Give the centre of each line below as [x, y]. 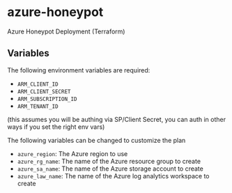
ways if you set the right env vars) [56, 127]
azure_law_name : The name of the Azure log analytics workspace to [113, 176]
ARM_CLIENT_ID [38, 84]
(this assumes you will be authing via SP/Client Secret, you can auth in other [117, 119]
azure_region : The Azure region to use [72, 153]
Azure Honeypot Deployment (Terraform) [66, 31]
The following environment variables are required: [79, 70]
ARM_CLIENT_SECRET [44, 91]
